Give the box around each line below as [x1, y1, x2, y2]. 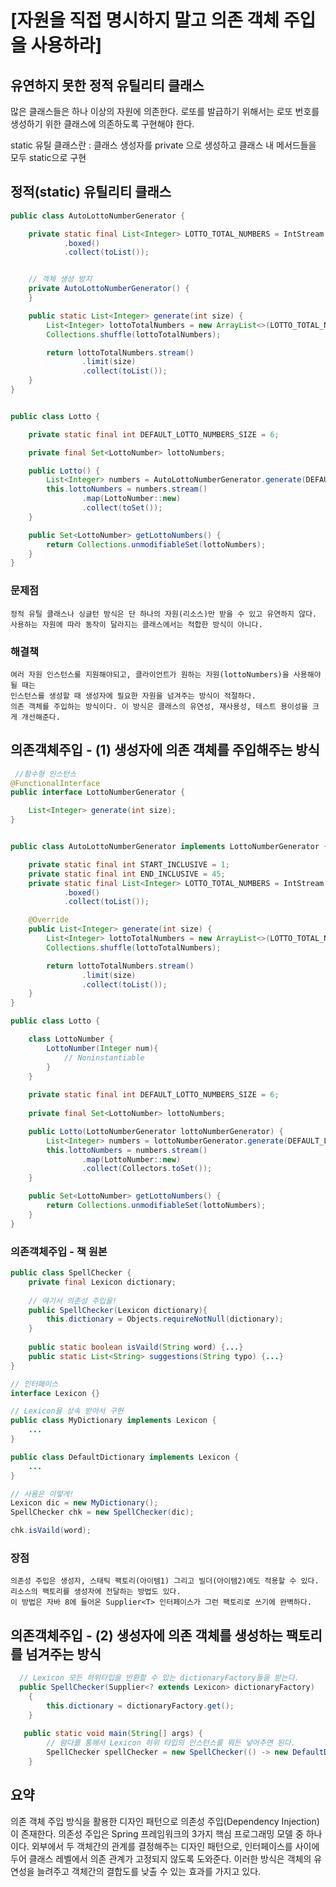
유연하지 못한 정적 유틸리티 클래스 [10, 77, 205, 94]
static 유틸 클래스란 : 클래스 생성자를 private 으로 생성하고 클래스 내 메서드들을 [10, 139, 317, 151]
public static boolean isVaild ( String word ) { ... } [28, 1342, 244, 1353]
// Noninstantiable [63, 1052, 145, 1063]
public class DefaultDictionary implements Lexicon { [10, 1452, 240, 1462]
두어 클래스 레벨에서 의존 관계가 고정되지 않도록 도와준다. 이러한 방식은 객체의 [10, 1852, 312, 1865]
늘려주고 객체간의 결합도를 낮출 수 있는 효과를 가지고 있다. [36, 1865, 262, 1877]
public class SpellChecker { [10, 1268, 132, 1278]
